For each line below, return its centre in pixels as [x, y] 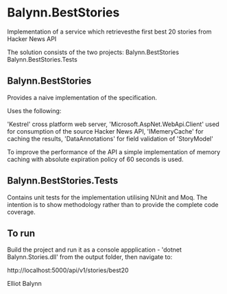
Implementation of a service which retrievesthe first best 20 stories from [109, 32]
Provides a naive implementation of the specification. [82, 97]
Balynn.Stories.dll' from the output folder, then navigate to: [90, 257]
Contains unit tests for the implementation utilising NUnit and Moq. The [107, 197]
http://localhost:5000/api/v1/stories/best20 [68, 270]
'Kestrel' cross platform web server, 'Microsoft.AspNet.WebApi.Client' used [113, 124]
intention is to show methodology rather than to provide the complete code [113, 204]
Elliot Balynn [25, 284]
